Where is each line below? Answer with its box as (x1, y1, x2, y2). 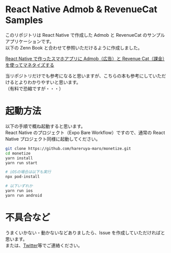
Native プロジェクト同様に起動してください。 (5, 136, 101, 142)
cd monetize (5, 150, 31, 156)
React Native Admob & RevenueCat (5, 4, 157, 15)
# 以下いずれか (5, 184, 33, 189)
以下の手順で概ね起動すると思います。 (5, 123, 86, 129)
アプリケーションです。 (5, 38, 55, 44)
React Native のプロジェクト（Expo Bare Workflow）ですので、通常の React (5, 129, 165, 136)
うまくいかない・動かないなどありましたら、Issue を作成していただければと (5, 230, 165, 236)
